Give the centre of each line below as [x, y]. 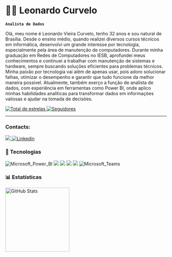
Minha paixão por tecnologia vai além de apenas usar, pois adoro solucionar [85, 72]
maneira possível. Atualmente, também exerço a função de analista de [79, 82]
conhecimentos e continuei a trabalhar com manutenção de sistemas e [80, 60]
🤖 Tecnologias [23, 152]
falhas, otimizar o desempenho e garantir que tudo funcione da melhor [80, 77]
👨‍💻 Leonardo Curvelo [51, 10]
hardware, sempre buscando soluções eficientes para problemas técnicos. [84, 66]
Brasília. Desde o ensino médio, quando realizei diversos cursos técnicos [82, 39]
